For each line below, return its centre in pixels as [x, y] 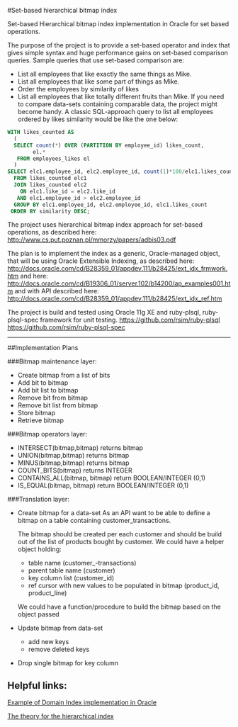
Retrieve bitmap [40, 420]
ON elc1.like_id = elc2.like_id [68, 191]
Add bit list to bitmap [48, 390]
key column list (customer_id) [71, 578]
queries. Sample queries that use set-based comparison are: [96, 60]
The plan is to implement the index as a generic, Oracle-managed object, [114, 254]
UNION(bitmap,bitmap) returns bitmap [73, 456]
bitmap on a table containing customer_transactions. [94, 521]
